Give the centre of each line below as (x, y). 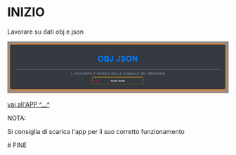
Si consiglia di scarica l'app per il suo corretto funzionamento (96, 132)
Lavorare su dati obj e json (46, 32)
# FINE (17, 145)
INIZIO (26, 12)
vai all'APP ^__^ (29, 105)
